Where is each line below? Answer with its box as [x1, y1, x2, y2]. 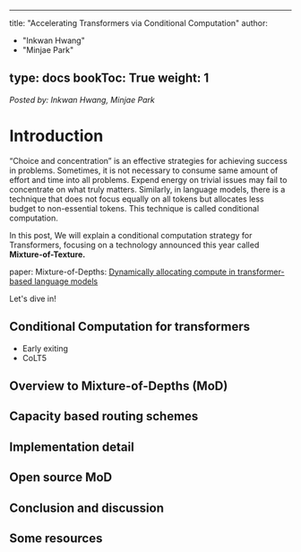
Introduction [9, 126, 104, 146]
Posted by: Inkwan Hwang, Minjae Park [9, 94, 155, 105]
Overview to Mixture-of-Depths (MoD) [9, 378, 228, 393]
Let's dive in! [9, 293, 56, 304]
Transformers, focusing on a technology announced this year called [9, 239, 260, 250]
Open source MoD [9, 470, 113, 485]
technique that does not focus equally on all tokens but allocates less [9, 194, 264, 204]
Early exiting [21, 342, 69, 354]
